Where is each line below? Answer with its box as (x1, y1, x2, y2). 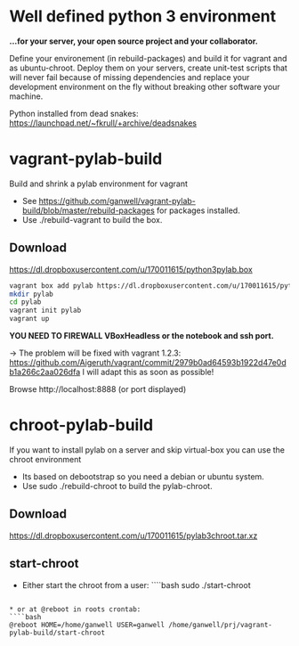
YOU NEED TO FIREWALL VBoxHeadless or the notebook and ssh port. (9, 331, 274, 341)
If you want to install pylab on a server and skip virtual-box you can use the (9, 445, 285, 455)
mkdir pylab (9, 290, 53, 298)
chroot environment (9, 454, 82, 464)
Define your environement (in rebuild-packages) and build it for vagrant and (9, 53, 287, 63)
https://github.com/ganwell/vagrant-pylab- (38, 195, 196, 206)
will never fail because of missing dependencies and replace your (9, 71, 250, 82)
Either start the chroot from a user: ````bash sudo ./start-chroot (21, 579, 251, 590)
